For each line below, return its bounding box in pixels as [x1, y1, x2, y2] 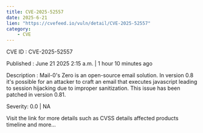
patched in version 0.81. [6, 91, 66, 98]
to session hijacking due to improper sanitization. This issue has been [6, 84, 181, 92]
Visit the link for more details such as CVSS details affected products [6, 115, 179, 122]
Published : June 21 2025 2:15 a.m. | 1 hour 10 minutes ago [6, 60, 153, 67]
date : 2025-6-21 [6, 15, 47, 21]
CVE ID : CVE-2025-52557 [6, 48, 73, 55]
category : [6, 26, 32, 32]
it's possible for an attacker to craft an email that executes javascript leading [6, 78, 198, 86]
